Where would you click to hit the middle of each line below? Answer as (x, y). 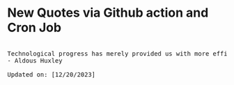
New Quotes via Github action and (108, 13)
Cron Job (34, 28)
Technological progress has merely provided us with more (108, 53)
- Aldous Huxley (35, 60)
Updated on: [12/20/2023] (52, 74)
